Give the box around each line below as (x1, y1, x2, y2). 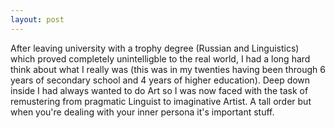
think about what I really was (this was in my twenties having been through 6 (10, 63, 326, 75)
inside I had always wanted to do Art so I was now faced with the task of (10, 84, 309, 96)
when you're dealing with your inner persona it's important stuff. (10, 106, 275, 118)
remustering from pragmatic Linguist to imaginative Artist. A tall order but (10, 95, 312, 107)
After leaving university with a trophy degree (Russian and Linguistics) (10, 42, 300, 54)
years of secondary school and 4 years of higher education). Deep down (10, 74, 311, 86)
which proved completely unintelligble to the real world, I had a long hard (10, 52, 311, 65)
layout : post (10, 14, 65, 25)
